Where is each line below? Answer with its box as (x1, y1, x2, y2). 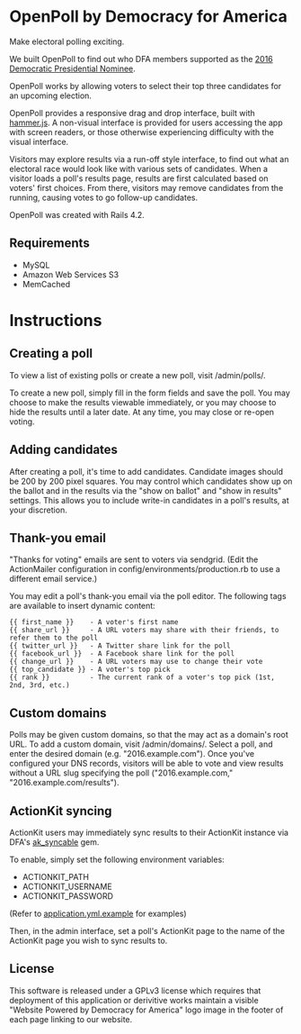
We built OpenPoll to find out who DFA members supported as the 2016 (9, 53, 274, 64)
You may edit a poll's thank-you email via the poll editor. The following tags (9, 591, 287, 602)
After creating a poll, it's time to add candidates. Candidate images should (9, 466, 284, 476)
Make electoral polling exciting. (9, 36, 125, 47)
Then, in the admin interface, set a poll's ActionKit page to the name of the (9, 926, 286, 936)
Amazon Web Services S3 (22, 268, 120, 280)
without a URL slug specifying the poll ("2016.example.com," (9, 767, 234, 778)
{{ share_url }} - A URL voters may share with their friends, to (9, 626, 279, 635)
